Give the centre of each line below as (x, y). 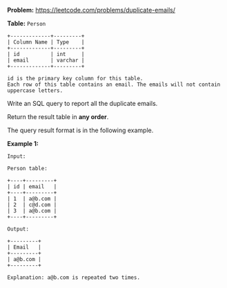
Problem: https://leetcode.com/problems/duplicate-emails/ (91, 10)
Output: (18, 229)
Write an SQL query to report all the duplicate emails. (82, 103)
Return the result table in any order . (58, 117)
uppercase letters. (35, 91)
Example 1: (23, 144)
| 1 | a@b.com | (32, 199)
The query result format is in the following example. (80, 130)
